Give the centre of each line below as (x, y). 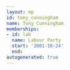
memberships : (23, 29)
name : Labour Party (37, 40)
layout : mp (20, 12)
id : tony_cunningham (33, 18)
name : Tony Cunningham (35, 23)
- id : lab (19, 35)
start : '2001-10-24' (38, 46)
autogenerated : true (33, 57)
